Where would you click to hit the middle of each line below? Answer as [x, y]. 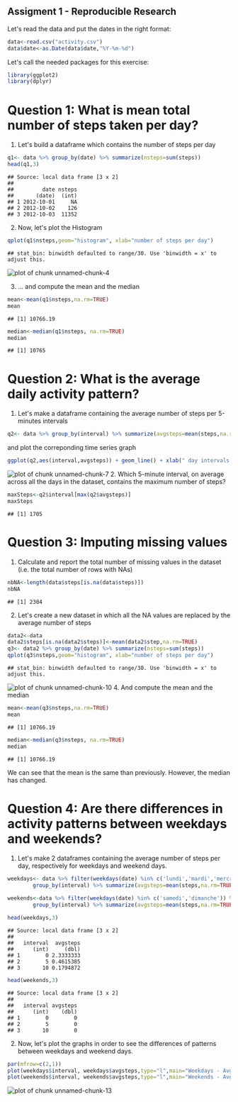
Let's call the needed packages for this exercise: [78, 62]
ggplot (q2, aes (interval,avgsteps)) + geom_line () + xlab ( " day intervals [119, 461]
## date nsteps [42, 189]
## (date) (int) [42, 196]
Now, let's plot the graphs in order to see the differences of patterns [117, 1043]
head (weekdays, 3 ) [33, 918]
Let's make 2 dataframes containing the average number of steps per [119, 859]
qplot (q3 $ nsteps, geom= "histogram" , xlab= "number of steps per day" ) [110, 656]
